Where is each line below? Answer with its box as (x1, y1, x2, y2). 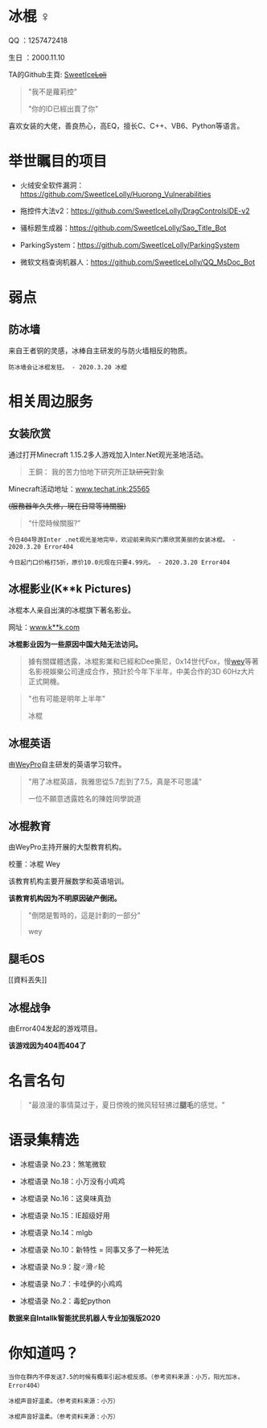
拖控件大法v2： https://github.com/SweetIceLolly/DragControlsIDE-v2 (19, 206, 251, 216)
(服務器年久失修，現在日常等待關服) (8, 500, 127, 511)
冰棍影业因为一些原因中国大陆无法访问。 (8, 639, 142, 648)
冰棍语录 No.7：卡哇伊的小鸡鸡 (19, 1278, 123, 1288)
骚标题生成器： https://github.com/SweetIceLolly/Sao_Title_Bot (19, 223, 227, 233)
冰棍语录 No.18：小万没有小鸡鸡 (19, 1176, 125, 1186)
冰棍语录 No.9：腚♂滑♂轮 (19, 1261, 106, 1271)
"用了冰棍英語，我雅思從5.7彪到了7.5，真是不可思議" (27, 776, 203, 786)
